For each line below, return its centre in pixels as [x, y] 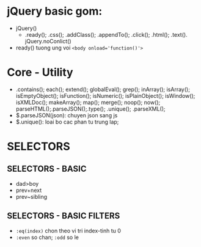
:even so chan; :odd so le [47, 237]
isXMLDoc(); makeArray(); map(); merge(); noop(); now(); [88, 102]
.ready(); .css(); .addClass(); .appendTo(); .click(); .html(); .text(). [106, 34]
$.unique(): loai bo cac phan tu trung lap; [67, 122]
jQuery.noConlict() [48, 41]
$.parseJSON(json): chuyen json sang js [67, 115]
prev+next [29, 190]
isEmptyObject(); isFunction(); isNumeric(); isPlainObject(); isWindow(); [105, 95]
